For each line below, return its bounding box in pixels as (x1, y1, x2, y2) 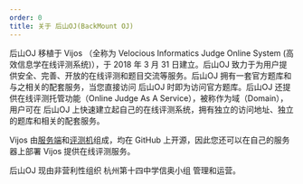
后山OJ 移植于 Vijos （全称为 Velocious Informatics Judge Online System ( (9, 47, 287, 59)
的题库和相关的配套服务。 (9, 115, 105, 126)
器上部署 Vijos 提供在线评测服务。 (9, 145, 136, 156)
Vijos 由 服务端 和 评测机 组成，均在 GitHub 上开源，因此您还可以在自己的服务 (9, 134, 290, 145)
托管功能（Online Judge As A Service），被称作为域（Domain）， (48, 92, 289, 104)
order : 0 (9, 13, 43, 23)
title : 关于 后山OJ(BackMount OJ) (9, 22, 134, 31)
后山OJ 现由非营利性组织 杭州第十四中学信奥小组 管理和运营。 (9, 164, 241, 176)
